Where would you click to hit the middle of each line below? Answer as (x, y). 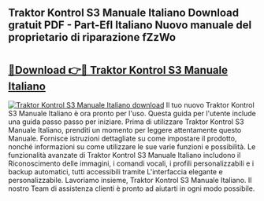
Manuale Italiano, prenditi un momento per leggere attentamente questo (125, 130)
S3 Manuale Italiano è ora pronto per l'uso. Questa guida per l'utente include (132, 113)
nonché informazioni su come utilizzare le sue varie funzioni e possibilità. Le (132, 147)
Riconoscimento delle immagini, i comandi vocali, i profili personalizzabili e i (131, 163)
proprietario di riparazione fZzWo (92, 37)
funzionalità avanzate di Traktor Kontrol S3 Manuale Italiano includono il (125, 155)
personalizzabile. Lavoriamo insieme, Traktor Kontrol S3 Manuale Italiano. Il (130, 180)
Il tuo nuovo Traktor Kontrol (210, 105)
